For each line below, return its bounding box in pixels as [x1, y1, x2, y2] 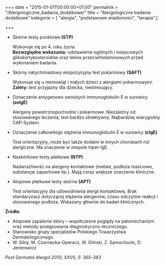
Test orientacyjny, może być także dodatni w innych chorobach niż [12, 139, 150, 145]
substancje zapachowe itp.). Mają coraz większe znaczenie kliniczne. [12, 169, 156, 175]
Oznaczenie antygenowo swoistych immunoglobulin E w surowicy [12, 94, 148, 100]
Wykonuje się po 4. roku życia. [12, 44, 76, 49]
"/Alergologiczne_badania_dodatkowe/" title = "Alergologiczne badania [5, 9, 151, 15]
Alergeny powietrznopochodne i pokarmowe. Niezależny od [12, 109, 136, 115]
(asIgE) [12, 99, 28, 105]
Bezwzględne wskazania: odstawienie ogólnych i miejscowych [12, 49, 144, 55]
